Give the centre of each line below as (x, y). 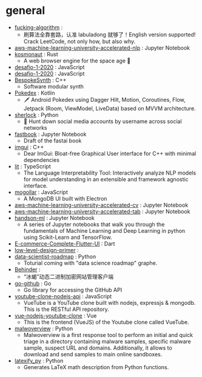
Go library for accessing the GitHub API (73, 290)
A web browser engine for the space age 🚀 (77, 61)
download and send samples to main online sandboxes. (93, 354)
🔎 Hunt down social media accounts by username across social (103, 121)
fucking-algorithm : (39, 27)
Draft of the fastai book (52, 141)
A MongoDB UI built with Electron (65, 198)
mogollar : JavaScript (41, 192)
